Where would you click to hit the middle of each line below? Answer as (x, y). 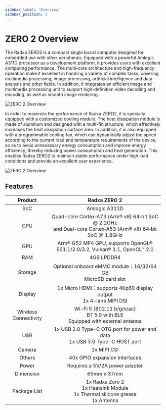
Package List (27, 391)
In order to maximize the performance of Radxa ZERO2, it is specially (75, 114)
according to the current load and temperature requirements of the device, (81, 140)
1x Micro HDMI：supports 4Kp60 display (105, 288)
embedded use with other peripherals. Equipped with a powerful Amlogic (80, 58)
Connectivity (27, 318)
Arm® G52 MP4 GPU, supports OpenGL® (105, 243)
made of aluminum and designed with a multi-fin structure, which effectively (83, 124)
